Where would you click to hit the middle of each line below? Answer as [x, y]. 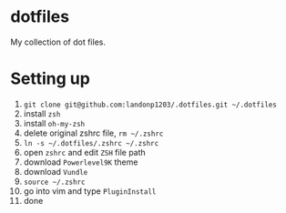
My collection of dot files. [58, 42]
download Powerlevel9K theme [81, 162]
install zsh [42, 113]
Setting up [50, 79]
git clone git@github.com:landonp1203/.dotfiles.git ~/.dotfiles [150, 105]
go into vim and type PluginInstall [90, 191]
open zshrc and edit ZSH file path [85, 152]
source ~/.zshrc [54, 182]
